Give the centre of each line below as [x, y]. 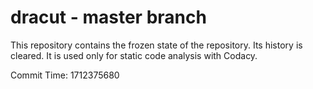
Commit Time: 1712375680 [65, 75]
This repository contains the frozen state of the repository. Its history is [156, 45]
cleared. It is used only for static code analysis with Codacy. [134, 55]
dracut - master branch [108, 17]
